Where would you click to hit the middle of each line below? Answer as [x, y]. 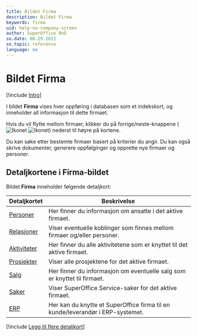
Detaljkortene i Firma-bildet [57, 173]
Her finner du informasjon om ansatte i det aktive [116, 211]
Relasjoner [23, 231]
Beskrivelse [118, 201]
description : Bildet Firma [39, 17]
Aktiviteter [23, 248]
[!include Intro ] [24, 95]
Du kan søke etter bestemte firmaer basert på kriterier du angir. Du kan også [98, 141]
